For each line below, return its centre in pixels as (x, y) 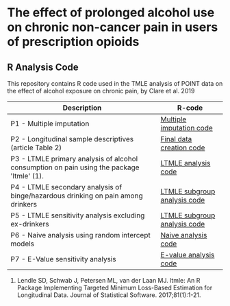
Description (82, 108)
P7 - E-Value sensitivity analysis (63, 259)
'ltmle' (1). (27, 176)
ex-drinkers (30, 224)
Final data (176, 139)
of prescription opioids (73, 42)
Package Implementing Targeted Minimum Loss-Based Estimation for (115, 287)
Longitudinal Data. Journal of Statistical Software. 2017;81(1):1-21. (109, 295)
